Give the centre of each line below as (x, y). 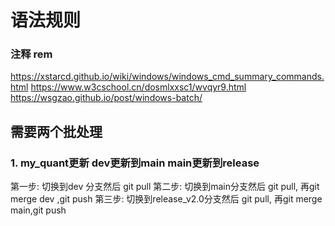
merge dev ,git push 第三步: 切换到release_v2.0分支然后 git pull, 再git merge (166, 199)
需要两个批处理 (56, 131)
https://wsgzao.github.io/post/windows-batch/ (106, 98)
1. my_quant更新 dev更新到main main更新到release (135, 163)
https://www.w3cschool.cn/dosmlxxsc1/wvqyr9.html (138, 87)
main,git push (38, 210)
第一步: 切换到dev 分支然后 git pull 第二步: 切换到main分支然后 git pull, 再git (165, 187)
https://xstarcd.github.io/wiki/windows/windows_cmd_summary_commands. (167, 77)
